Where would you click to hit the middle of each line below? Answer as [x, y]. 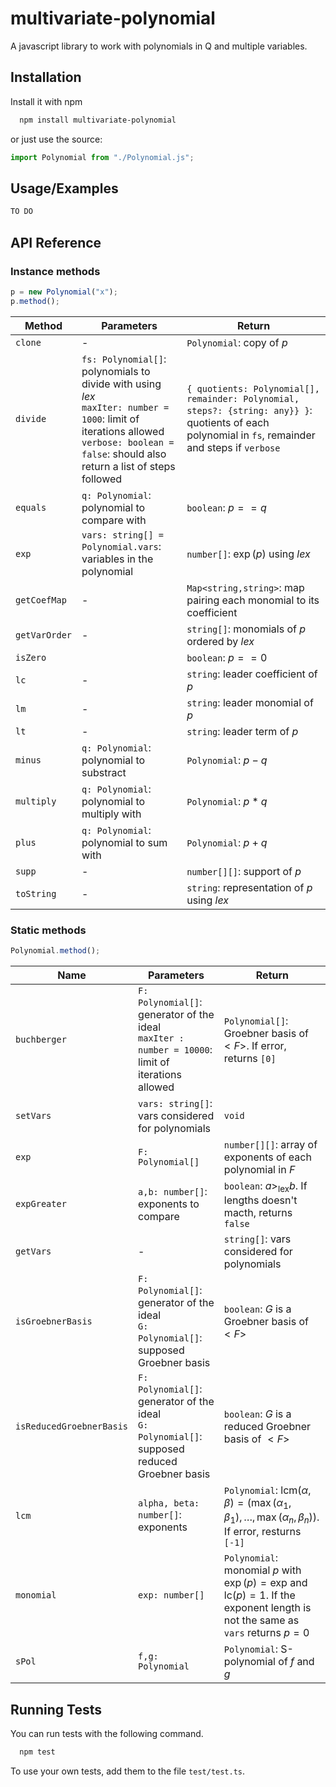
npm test [37, 1752]
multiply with [111, 814]
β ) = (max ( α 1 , [257, 1503]
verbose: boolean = [128, 442]
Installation [46, 77]
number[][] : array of [270, 1144]
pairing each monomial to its [253, 600]
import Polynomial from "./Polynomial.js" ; [102, 157]
